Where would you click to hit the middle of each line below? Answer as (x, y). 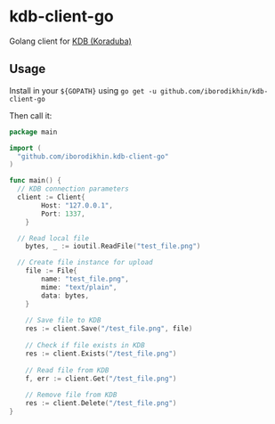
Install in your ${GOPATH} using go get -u (83, 90)
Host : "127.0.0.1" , (77, 205)
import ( (25, 148)
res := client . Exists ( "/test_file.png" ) (101, 354)
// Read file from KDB (67, 370)
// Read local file (53, 238)
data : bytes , (65, 296)
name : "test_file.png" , (85, 279)
